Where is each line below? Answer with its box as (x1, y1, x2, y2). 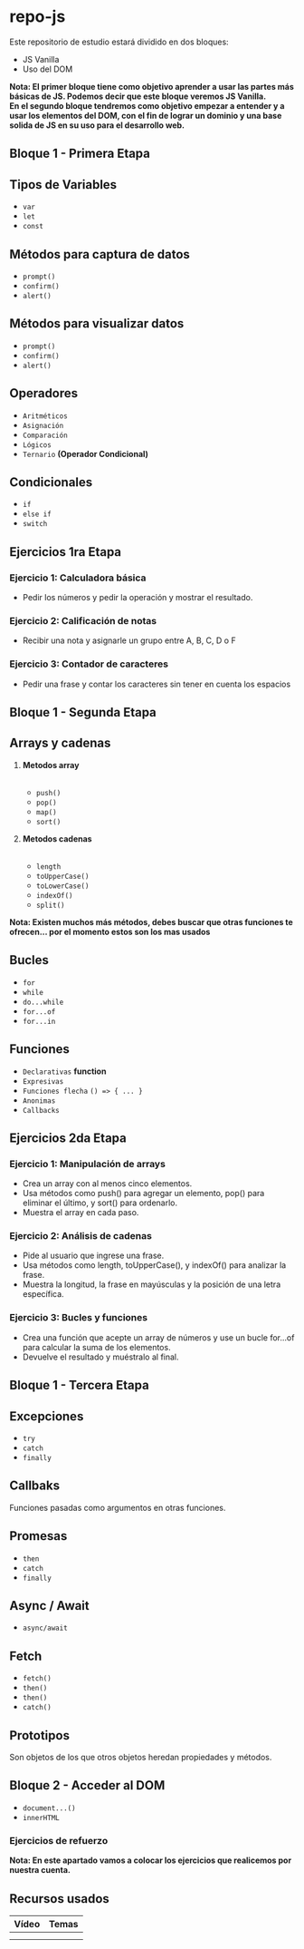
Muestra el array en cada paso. (22, 1207, 139, 1218)
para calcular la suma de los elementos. (22, 1341, 171, 1352)
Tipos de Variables (9, 177, 118, 192)
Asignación (22, 421, 64, 430)
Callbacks (22, 1106, 61, 1115)
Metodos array (22, 759, 80, 770)
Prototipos (9, 1728, 71, 1743)
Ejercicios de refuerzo (9, 1834, 109, 1847)
